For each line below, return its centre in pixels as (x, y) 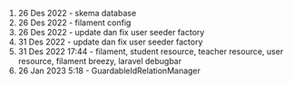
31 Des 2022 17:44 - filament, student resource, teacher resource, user (151, 52)
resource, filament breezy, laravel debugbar (100, 61)
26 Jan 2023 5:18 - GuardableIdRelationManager (109, 71)
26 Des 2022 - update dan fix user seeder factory (111, 32)
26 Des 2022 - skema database (77, 13)
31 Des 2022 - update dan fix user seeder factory (110, 42)
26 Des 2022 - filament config (74, 23)
